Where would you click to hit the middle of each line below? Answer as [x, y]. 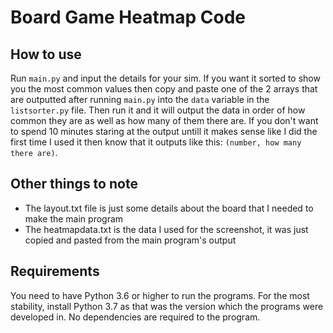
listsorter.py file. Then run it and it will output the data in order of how [158, 110]
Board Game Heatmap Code [128, 17]
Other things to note [74, 184]
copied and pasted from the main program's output [130, 240]
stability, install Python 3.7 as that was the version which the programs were [167, 306]
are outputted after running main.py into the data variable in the [140, 99]
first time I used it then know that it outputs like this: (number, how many [156, 142]
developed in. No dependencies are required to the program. [135, 317]
